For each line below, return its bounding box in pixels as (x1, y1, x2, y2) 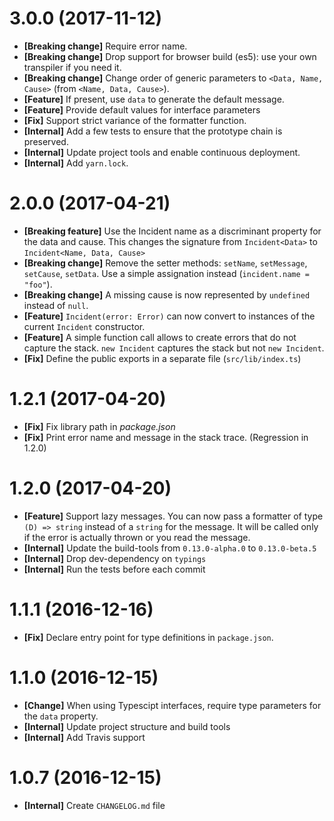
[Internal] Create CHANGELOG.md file (23, 799, 166, 811)
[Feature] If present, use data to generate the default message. (23, 93, 285, 105)
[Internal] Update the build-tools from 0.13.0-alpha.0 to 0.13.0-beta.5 (23, 542, 317, 554)
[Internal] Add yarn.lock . (23, 157, 129, 169)
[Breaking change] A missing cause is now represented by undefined (23, 288, 311, 301)
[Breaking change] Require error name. (23, 40, 188, 52)
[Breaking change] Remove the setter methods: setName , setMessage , (23, 257, 308, 269)
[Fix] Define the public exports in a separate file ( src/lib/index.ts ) (23, 352, 302, 364)
